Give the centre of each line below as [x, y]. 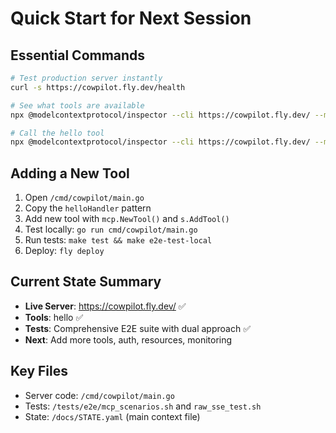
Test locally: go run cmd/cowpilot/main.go [111, 229]
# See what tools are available [77, 105]
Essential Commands [78, 55]
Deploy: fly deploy [64, 251]
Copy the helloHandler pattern [88, 208]
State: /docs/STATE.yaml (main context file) [112, 416]
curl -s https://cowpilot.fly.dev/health [98, 87]
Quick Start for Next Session [131, 18]
